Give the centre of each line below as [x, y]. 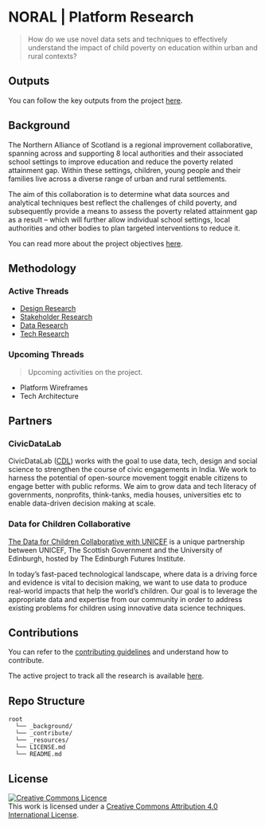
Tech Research [44, 334]
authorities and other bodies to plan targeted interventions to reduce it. [125, 228]
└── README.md [39, 754]
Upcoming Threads [46, 355]
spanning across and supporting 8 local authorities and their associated [126, 153]
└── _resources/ [42, 740]
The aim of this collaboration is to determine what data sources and [119, 194]
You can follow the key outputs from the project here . [95, 100]
